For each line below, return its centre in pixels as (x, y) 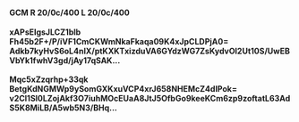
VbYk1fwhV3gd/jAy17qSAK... (65, 61)
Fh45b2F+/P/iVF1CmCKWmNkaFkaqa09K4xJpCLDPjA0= (119, 42)
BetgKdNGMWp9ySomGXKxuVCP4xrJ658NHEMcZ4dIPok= (123, 89)
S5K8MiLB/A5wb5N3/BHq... (64, 108)
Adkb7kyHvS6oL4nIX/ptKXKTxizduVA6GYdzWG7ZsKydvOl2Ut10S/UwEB (150, 51)
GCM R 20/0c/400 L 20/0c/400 (69, 12)
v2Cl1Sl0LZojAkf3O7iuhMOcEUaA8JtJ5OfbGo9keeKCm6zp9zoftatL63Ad (150, 99)
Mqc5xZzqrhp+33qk (49, 79)
